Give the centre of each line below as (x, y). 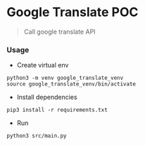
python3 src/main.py (37, 136)
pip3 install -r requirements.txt (57, 110)
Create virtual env (43, 65)
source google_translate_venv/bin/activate (71, 84)
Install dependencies (47, 97)
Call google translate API (59, 32)
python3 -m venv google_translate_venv (65, 78)
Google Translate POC (72, 12)
